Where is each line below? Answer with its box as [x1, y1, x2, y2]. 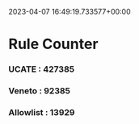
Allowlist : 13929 [8, 106, 75, 118]
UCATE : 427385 [8, 64, 75, 75]
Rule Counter [8, 35, 99, 53]
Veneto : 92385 [8, 85, 71, 97]
